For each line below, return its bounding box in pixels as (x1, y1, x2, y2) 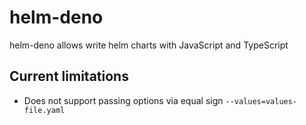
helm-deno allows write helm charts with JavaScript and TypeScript (9, 39, 289, 51)
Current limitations (9, 68, 129, 85)
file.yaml (23, 105, 66, 115)
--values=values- (225, 96, 298, 106)
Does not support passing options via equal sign (23, 94, 224, 106)
